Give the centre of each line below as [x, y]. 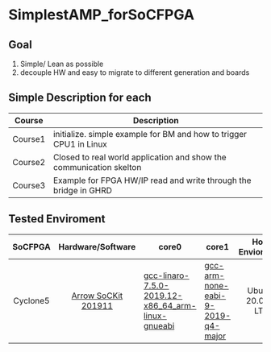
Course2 [29, 162]
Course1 [29, 139]
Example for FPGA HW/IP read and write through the [152, 180]
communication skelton [97, 167]
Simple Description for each [80, 98]
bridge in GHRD [83, 190]
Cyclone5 [31, 300]
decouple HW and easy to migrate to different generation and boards [135, 72]
